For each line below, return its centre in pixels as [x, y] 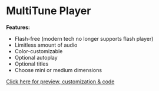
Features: [18, 27]
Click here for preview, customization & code [60, 82]
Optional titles [32, 64]
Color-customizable [39, 51]
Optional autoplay [36, 57]
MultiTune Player [49, 11]
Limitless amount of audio [46, 45]
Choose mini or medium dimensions [58, 70]
